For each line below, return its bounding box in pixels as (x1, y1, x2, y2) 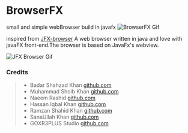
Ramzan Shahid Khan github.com (29, 107, 112, 114)
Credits (6, 68, 28, 76)
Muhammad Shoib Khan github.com (29, 88, 119, 95)
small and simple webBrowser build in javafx (6, 23, 116, 31)
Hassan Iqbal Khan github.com (29, 101, 106, 108)
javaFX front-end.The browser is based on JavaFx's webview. (6, 41, 159, 49)
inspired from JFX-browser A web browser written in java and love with (6, 35, 183, 42)
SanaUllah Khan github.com (29, 113, 99, 120)
